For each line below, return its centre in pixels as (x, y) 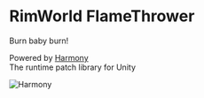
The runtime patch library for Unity (72, 67)
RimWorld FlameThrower (102, 16)
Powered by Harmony (49, 57)
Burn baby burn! (39, 41)
